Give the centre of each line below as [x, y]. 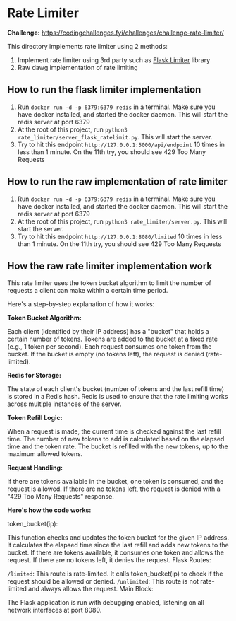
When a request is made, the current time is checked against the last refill [114, 431]
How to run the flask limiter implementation [104, 90]
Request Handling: [35, 468]
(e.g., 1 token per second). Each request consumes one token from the [110, 347]
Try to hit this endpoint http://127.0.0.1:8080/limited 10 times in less [120, 236]
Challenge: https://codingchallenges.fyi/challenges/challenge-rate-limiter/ [116, 33]
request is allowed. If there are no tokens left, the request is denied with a [114, 489]
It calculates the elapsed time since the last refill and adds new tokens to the [118, 545]
